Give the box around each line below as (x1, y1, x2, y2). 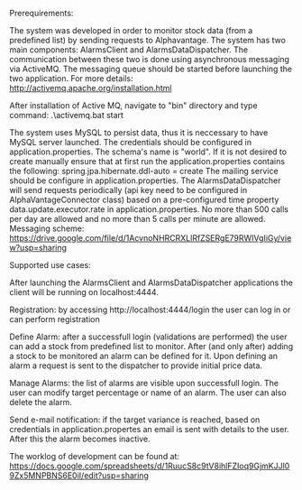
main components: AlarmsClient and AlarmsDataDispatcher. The (9, 44, 249, 55)
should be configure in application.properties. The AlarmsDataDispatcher (9, 175, 281, 186)
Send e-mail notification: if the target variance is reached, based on (9, 414, 261, 425)
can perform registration (9, 314, 101, 324)
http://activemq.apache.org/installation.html (9, 83, 172, 93)
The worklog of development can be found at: (9, 451, 180, 461)
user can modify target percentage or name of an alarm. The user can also (9, 387, 287, 398)
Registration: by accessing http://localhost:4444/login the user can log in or (9, 304, 291, 315)
